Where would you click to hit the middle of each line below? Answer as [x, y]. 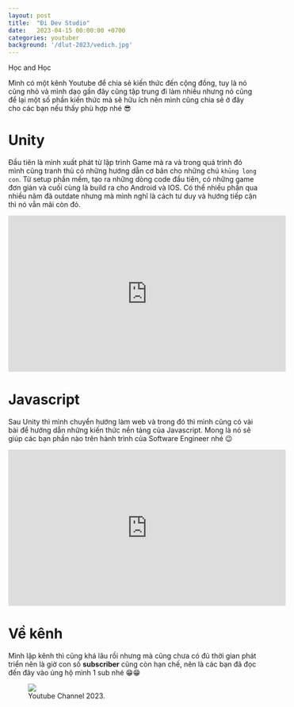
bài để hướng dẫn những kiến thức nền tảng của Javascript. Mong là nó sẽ [130, 430]
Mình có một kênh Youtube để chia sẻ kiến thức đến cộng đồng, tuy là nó [128, 83]
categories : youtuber [44, 38]
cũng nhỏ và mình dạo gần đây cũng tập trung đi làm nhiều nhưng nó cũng [130, 91]
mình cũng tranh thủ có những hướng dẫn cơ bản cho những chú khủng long [132, 171]
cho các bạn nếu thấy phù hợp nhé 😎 [70, 109]
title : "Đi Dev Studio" [49, 23]
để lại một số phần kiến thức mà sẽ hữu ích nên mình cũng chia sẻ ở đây [126, 100]
